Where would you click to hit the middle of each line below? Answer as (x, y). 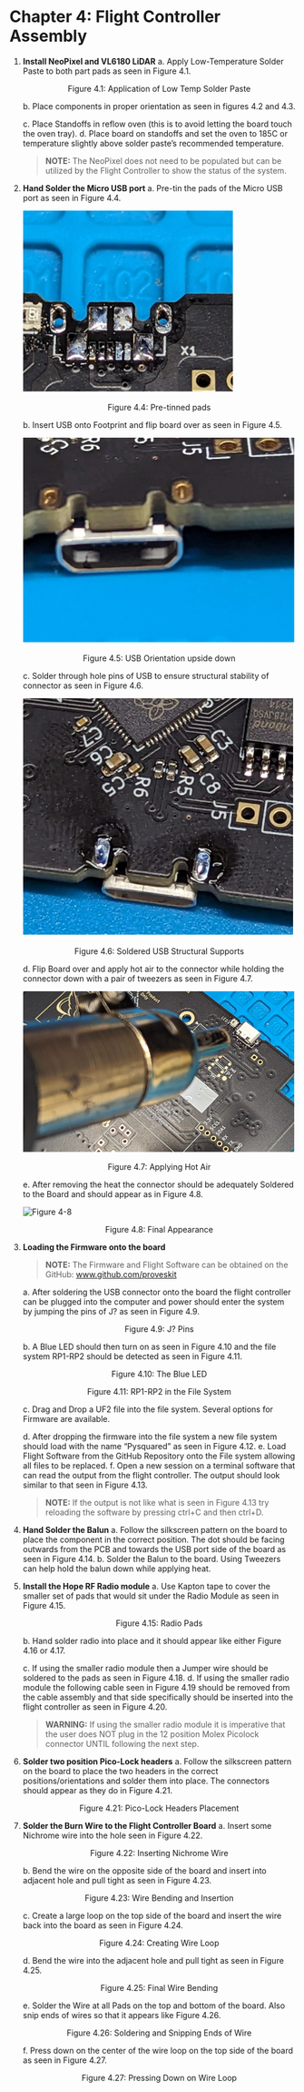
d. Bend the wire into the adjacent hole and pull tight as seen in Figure (153, 1961)
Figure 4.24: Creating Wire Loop (159, 1943)
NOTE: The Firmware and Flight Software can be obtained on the (167, 1265)
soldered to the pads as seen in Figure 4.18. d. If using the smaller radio (156, 1678)
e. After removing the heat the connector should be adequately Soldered (158, 1184)
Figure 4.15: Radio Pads (159, 1623)
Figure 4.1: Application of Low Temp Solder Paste (159, 88)
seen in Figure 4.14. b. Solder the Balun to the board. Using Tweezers (152, 1559)
